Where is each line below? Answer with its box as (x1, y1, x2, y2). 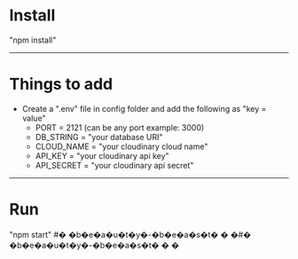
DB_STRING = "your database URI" (35, 131, 163, 142)
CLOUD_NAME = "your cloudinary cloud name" (35, 141, 208, 152)
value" (21, 113, 46, 123)
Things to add (9, 75, 114, 94)
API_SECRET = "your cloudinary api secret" (35, 160, 194, 170)
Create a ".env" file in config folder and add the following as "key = (21, 103, 267, 114)
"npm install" (9, 35, 57, 45)
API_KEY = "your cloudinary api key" (35, 150, 170, 161)
